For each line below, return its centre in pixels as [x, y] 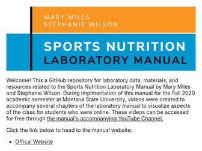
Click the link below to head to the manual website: [69, 130]
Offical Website [34, 142]
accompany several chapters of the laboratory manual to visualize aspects [98, 106]
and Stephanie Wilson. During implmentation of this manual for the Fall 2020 [101, 93]
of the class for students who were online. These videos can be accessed [98, 112]
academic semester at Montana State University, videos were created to [96, 99]
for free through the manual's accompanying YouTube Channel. [85, 119]
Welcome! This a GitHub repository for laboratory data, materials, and [92, 80]
